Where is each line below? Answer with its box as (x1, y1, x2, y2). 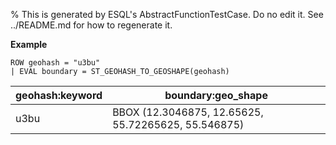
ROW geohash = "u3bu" (10, 58, 101, 68)
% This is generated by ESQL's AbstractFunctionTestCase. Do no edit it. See (10, 9, 324, 20)
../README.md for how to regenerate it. (10, 19, 173, 31)
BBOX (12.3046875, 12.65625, (112, 105, 264, 119)
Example (10, 39, 48, 50)
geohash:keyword (15, 89, 103, 102)
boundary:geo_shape (164, 89, 268, 102)
